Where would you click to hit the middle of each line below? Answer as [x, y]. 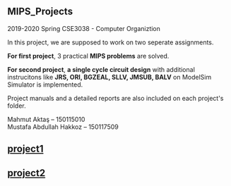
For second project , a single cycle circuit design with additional [101, 69]
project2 [26, 173]
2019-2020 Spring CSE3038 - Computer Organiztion [84, 28]
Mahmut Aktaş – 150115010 [46, 119]
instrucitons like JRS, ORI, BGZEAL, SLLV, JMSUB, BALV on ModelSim [109, 77]
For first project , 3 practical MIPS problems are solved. [88, 56]
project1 [25, 149]
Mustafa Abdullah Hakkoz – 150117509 [63, 127]
